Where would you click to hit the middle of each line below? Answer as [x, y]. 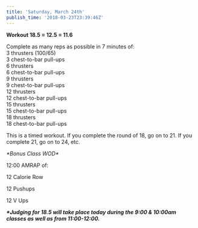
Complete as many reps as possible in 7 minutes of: [70, 47]
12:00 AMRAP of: [27, 165]
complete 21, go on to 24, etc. [43, 142]
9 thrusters [20, 79]
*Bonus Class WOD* [33, 153]
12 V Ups [18, 200]
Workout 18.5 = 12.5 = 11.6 [40, 34]
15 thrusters [21, 104]
